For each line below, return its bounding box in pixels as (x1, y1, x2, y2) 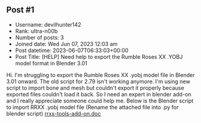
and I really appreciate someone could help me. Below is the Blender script (6, 97, 194, 104)
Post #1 (6, 5, 35, 15)
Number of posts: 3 (15, 33, 64, 41)
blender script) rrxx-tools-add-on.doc (6, 110, 101, 117)
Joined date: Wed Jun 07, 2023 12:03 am (15, 40, 118, 47)
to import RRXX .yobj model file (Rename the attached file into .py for (6, 103, 179, 111)
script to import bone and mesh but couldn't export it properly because (6, 84, 185, 91)
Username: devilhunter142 (15, 21, 81, 28)
